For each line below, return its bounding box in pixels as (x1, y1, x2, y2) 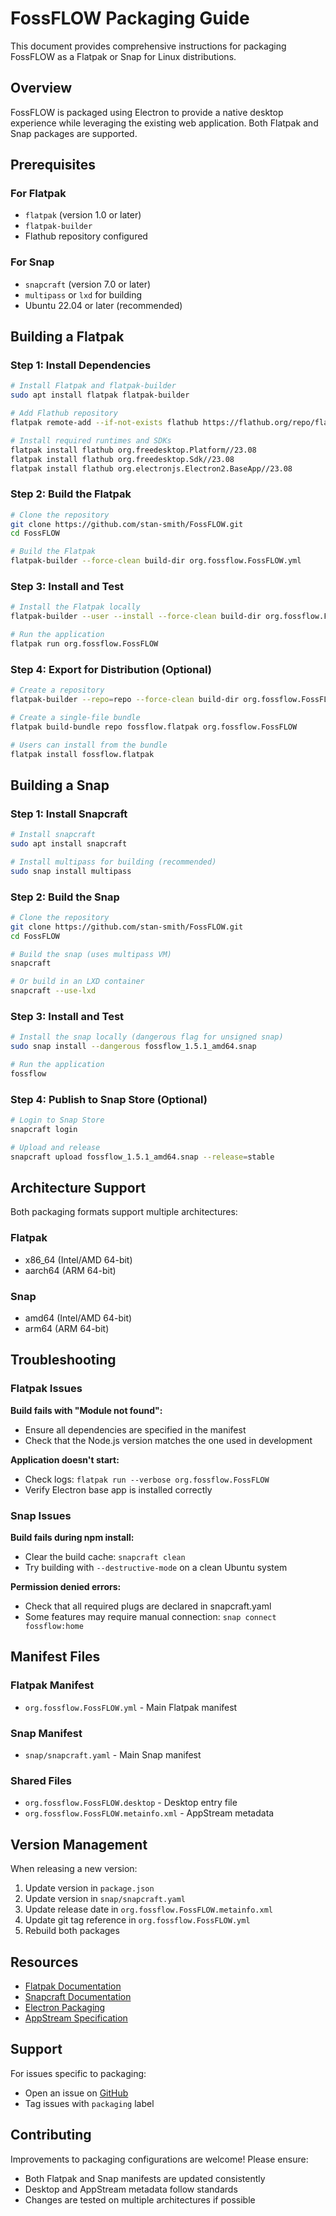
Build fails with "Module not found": (10, 1404, 163, 1416)
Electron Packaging (24, 2001, 106, 2013)
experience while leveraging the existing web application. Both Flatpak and (10, 117, 319, 129)
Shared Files (10, 1773, 72, 1787)
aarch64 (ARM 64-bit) (24, 1264, 117, 1276)
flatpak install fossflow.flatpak (10, 749, 155, 759)
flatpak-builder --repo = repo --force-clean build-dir (10, 695, 240, 705)
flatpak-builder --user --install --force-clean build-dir (10, 612, 262, 622)
